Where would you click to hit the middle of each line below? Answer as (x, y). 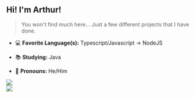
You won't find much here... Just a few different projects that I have (105, 24)
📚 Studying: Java (38, 57)
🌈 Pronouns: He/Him (41, 71)
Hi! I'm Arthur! (34, 10)
